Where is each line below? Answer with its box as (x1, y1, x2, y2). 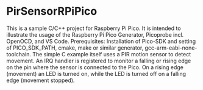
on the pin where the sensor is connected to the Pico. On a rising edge (6, 63, 184, 71)
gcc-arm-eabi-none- (144, 44, 198, 51)
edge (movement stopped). (6, 77, 75, 84)
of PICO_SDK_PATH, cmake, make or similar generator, (6, 44, 144, 51)
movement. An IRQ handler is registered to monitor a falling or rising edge (6, 57, 191, 64)
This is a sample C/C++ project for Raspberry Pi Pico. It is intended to (6, 24, 181, 32)
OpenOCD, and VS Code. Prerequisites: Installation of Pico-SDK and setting (6, 37, 196, 45)
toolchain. (6, 50, 32, 58)
